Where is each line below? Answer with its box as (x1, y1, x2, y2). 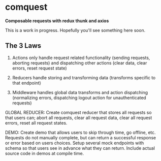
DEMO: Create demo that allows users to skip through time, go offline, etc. (5, 129, 156, 135)
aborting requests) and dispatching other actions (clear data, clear (12, 60, 147, 65)
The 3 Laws (5, 41, 41, 50)
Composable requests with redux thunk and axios (5, 18, 109, 24)
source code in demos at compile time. (5, 150, 84, 156)
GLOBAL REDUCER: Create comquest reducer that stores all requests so (5, 109, 152, 115)
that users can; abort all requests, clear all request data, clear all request (5, 115, 152, 121)
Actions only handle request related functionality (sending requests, (12, 55, 150, 61)
